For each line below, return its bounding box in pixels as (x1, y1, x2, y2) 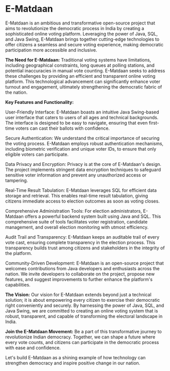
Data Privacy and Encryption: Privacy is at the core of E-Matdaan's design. (5, 161, 161, 167)
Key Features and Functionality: (5, 99, 74, 105)
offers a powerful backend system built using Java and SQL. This (24, 213, 161, 219)
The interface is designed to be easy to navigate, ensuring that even (5, 120, 148, 126)
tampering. (5, 177, 28, 183)
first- (149, 120, 159, 126)
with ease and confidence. (5, 345, 61, 351)
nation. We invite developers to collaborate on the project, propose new (5, 271, 155, 277)
